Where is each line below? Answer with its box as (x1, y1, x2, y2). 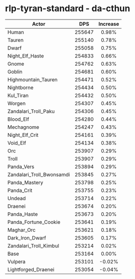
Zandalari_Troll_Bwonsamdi (7, 171, 70, 178)
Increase (98, 20, 119, 27)
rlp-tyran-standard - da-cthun (5, 3, 131, 14)
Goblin (7, 68, 23, 75)
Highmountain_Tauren (7, 76, 58, 83)
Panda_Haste (7, 210, 38, 217)
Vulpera (7, 258, 26, 265)
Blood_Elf (7, 115, 29, 122)
